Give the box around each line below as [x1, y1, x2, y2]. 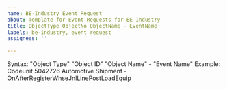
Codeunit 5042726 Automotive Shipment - [7, 67, 127, 75]
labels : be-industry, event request [7, 29, 111, 36]
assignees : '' [7, 35, 48, 42]
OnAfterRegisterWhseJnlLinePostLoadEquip [7, 74, 132, 82]
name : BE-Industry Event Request [7, 10, 103, 17]
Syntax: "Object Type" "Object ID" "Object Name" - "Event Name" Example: [7, 60, 221, 68]
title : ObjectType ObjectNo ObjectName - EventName [7, 22, 157, 29]
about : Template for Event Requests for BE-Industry [7, 16, 161, 23]
